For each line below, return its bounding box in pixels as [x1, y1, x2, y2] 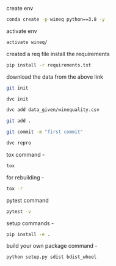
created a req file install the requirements [6, 50, 110, 57]
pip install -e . [6, 231, 51, 237]
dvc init [6, 96, 29, 102]
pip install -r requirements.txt [6, 62, 92, 68]
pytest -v [6, 208, 32, 215]
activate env [6, 27, 38, 35]
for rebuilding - [6, 173, 45, 181]
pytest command [6, 196, 49, 204]
